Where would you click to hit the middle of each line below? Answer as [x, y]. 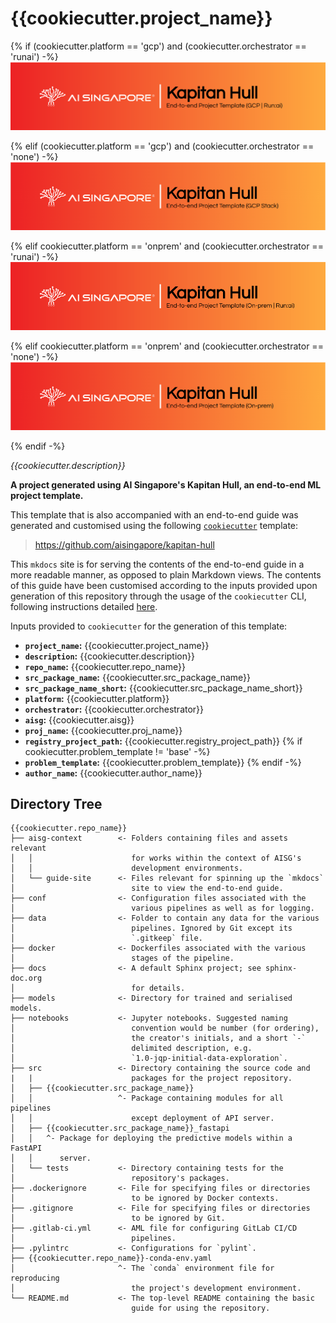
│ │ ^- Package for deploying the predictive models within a [151, 1138]
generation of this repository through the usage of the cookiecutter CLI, [158, 596]
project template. [47, 495]
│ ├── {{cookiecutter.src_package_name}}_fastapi [120, 1128]
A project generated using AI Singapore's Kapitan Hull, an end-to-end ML [166, 484]
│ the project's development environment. [156, 1288]
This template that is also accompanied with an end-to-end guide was [154, 514]
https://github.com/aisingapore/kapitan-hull [124, 544]
